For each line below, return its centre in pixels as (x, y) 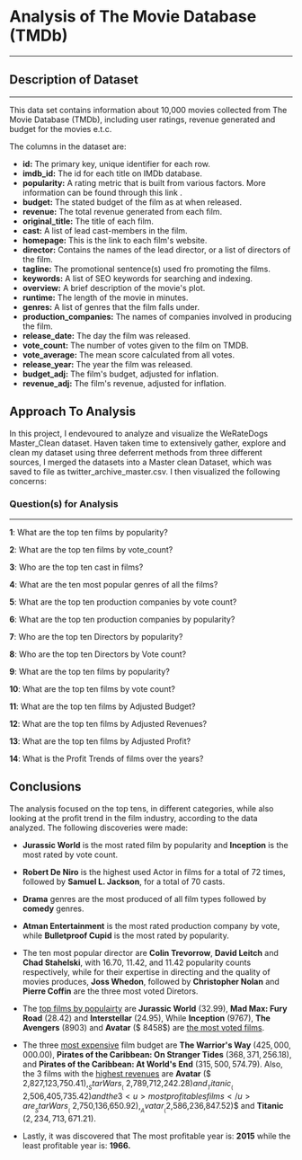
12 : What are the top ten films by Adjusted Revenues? (108, 723)
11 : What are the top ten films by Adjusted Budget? (102, 706)
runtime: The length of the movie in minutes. (105, 297)
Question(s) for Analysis (64, 504)
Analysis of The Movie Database (133, 17)
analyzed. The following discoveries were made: (99, 828)
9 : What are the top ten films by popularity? (90, 671)
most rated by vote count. (70, 855)
